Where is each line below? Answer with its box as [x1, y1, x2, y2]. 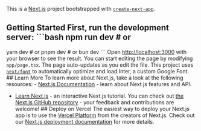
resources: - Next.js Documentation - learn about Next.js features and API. [6, 80, 192, 87]
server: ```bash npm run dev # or [6, 32, 131, 42]
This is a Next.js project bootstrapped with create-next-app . [6, 5, 156, 12]
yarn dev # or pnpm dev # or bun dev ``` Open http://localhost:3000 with [6, 48, 187, 55]
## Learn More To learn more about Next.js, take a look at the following [6, 74, 183, 81]
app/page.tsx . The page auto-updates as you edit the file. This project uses [6, 61, 194, 69]
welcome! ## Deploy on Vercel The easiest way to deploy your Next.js [14, 105, 190, 112]
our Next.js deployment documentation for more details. [14, 118, 155, 125]
